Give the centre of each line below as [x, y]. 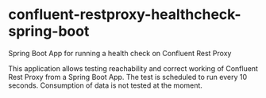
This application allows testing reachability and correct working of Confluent [133, 68]
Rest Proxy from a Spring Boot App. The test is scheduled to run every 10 [128, 77]
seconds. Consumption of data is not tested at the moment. [105, 85]
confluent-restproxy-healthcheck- [125, 15]
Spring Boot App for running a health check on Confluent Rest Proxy [120, 53]
